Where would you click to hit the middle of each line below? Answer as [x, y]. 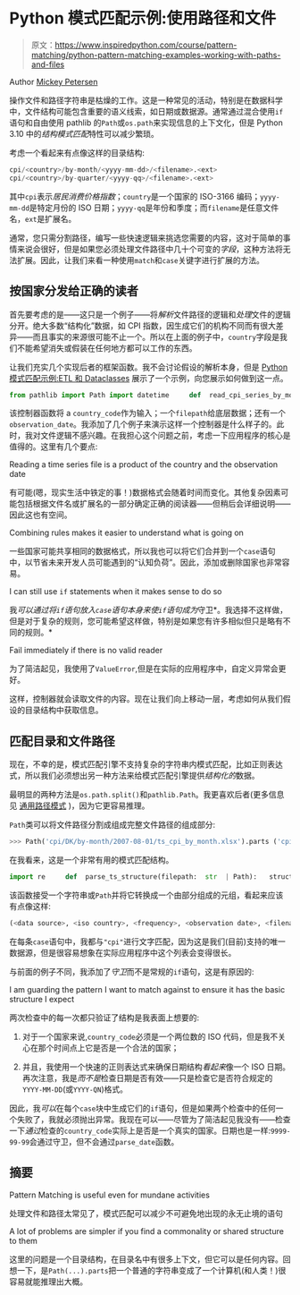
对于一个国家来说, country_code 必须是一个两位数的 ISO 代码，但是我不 [150, 1036]
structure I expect [42, 999]
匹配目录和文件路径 [62, 741]
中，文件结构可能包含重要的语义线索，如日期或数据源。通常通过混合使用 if [146, 111]
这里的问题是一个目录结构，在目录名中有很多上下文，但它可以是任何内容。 [146, 1259]
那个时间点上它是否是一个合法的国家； [108, 1047]
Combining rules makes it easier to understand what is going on [126, 532]
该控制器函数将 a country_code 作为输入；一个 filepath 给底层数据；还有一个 [147, 413]
